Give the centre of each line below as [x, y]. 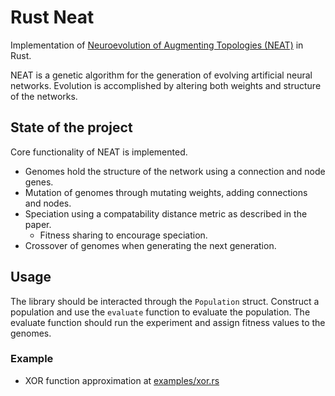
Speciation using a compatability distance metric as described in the [166, 213]
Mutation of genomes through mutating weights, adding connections [166, 192]
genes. [39, 182]
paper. [38, 224]
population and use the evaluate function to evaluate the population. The [160, 312]
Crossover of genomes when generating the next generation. [150, 245]
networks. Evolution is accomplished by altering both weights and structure [166, 85]
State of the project [71, 127]
